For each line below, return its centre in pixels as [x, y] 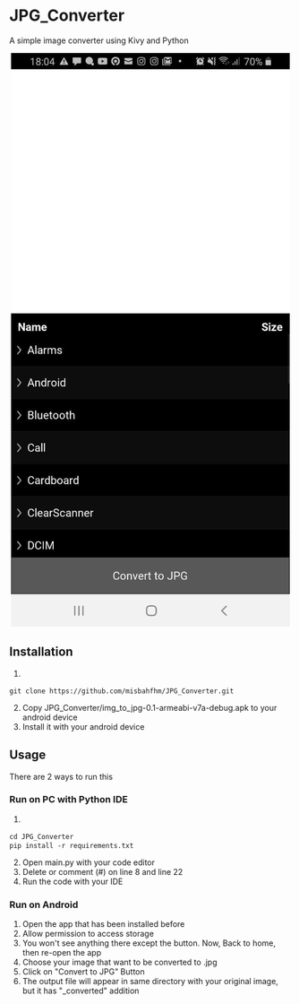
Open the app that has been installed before [103, 924]
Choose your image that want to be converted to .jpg [120, 962]
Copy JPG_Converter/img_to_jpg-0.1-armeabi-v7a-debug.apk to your [149, 707]
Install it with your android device [83, 726]
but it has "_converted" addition [81, 991]
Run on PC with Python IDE [68, 800]
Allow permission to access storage [88, 934]
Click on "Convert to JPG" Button [83, 972]
